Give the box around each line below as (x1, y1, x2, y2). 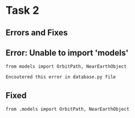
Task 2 (5, 4, 40, 17)
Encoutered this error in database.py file (5, 74, 116, 80)
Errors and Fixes (5, 28, 68, 38)
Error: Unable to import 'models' (5, 47, 129, 58)
